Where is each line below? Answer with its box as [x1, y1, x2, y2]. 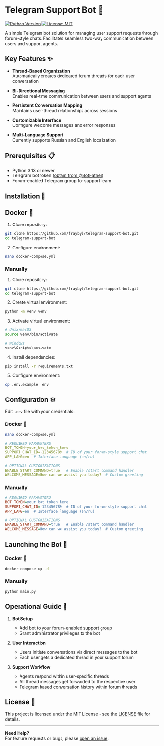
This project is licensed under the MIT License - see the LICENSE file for [5, 711, 150, 717]
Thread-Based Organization [12, 68, 70, 74]
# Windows [5, 341, 25, 346]
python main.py [5, 589, 36, 594]
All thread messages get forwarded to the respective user [19, 678, 136, 684]
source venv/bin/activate [5, 332, 58, 337]
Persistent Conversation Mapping [12, 102, 82, 108]
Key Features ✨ [5, 55, 53, 63]
